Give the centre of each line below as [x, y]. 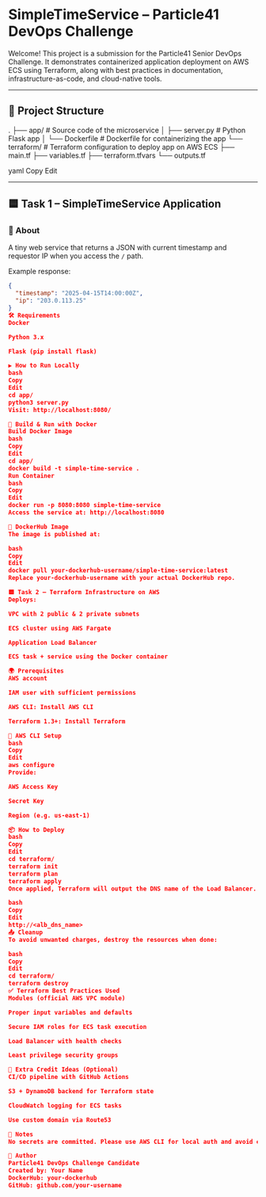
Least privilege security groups [63, 1055]
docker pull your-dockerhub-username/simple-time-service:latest [118, 571]
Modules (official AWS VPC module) [67, 998]
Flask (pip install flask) [53, 351]
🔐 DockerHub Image [38, 527]
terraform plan [33, 874]
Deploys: [23, 600]
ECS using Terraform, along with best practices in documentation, [116, 70]
